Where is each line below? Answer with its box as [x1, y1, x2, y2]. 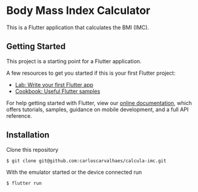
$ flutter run [6, 180, 42, 186]
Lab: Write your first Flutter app [15, 81, 94, 88]
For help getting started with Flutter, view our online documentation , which [6, 99, 193, 106]
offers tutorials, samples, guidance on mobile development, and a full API [6, 106, 189, 113]
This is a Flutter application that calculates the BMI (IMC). [6, 24, 150, 31]
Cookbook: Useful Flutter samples [15, 87, 101, 95]
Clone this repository [6, 146, 59, 153]
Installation [6, 130, 50, 140]
